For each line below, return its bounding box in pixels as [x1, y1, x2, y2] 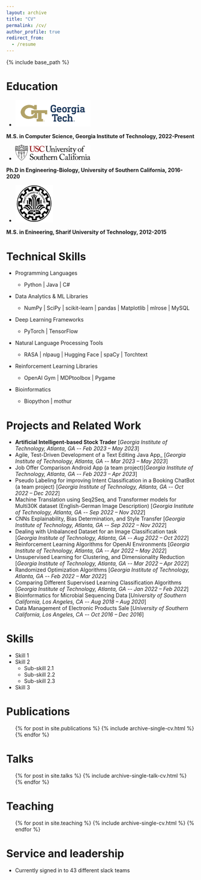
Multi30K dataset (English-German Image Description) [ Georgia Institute [14, 503, 194, 510]
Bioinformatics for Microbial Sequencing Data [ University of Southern [14, 592, 187, 599]
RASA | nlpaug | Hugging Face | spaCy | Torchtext [23, 351, 148, 358]
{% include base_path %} [6, 59, 70, 66]
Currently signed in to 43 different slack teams [14, 866, 130, 874]
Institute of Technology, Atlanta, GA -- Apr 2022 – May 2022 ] [14, 547, 167, 554]
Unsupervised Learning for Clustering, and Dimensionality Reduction [14, 554, 185, 561]
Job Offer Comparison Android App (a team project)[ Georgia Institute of [14, 464, 193, 471]
